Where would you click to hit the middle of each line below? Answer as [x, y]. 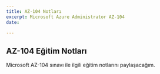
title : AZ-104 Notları [34, 11]
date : [13, 22]
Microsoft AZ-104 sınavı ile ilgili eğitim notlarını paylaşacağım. [81, 65]
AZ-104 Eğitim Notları [46, 51]
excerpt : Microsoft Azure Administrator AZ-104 [66, 17]
